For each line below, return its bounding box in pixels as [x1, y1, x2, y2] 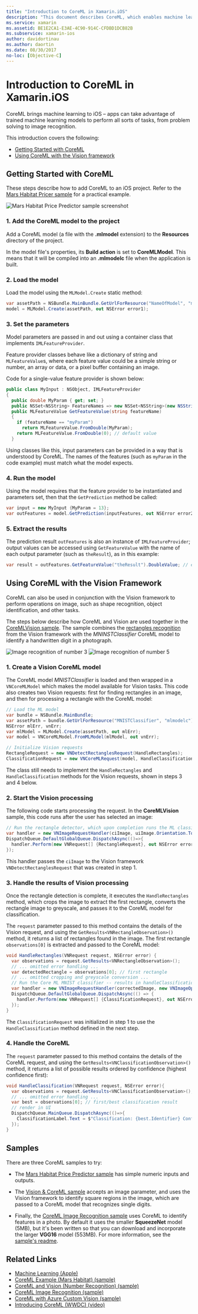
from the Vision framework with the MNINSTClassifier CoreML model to [6, 630, 180, 638]
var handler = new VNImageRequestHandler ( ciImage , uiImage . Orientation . [6, 831, 189, 837]
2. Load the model [6, 275, 59, 284]
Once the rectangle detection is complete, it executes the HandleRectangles [6, 892, 189, 899]
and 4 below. [6, 779, 38, 786]
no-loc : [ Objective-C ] [6, 53, 62, 58]
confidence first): [6, 1071, 48, 1078]
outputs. [14, 1176, 35, 1183]
